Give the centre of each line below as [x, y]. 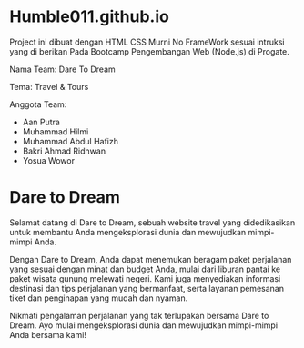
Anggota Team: [38, 104]
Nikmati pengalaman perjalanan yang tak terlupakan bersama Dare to [139, 315]
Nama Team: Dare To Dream [62, 69]
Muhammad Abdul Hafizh [71, 141]
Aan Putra [41, 122]
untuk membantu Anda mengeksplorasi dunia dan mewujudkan [128, 232]
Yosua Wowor [49, 160]
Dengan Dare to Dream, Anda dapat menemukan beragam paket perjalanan [151, 259]
